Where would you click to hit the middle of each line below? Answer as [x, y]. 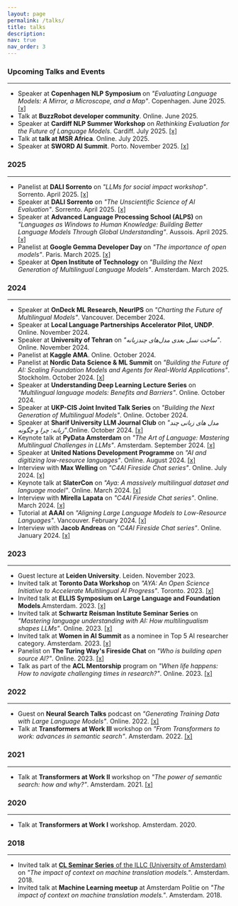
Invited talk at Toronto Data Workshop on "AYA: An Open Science [114, 583]
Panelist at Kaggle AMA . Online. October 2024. [87, 355]
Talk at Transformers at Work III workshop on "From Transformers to [119, 729]
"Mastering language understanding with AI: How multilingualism [113, 621]
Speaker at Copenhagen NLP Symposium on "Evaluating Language [117, 93]
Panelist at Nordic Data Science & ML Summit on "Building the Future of [123, 362]
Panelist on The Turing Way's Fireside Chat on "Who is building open [119, 651]
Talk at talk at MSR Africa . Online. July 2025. [84, 139]
